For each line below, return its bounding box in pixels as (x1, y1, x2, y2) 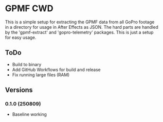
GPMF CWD (5, 3, 54, 14)
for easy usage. (5, 35, 36, 40)
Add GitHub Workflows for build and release (12, 67, 101, 72)
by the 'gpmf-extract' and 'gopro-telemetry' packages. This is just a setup (5, 29, 154, 35)
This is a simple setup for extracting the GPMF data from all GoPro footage (5, 19, 155, 25)
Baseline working (12, 111, 47, 117)
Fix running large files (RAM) (12, 71, 70, 78)
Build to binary (12, 61, 41, 67)
